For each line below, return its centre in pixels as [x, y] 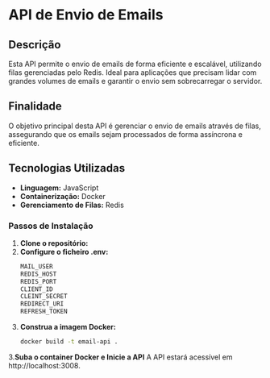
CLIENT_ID [37, 289]
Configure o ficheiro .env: [64, 251]
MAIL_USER [37, 266]
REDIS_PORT [38, 281]
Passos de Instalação [51, 226]
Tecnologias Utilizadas [67, 168]
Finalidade [35, 106]
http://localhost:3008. [44, 365]
